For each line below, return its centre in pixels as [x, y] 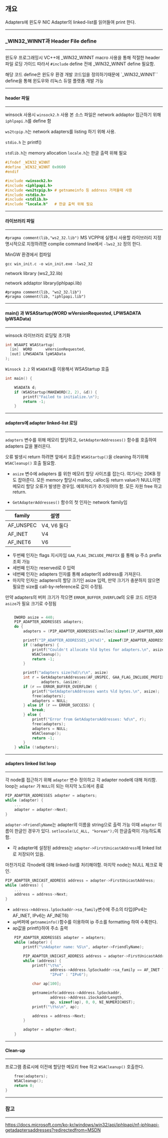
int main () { [19, 379]
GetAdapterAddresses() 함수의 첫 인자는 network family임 [70, 502]
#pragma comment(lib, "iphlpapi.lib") [45, 297]
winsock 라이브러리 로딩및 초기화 [38, 335]
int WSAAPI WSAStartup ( [30, 345]
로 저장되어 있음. [28, 854]
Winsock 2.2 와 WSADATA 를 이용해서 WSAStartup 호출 [57, 369]
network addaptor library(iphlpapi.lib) [43, 283]
